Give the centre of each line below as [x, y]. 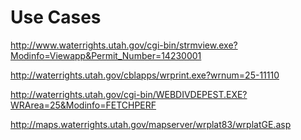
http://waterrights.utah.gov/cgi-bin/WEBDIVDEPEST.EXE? [129, 94]
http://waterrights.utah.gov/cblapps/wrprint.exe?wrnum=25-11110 [145, 75]
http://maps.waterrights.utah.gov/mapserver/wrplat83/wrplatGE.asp [151, 124]
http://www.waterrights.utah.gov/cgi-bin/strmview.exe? [124, 45]
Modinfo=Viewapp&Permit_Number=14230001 [106, 55]
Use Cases [56, 17]
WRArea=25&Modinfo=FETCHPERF [83, 105]
